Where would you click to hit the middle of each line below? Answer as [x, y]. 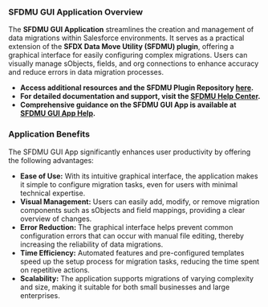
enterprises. [40, 295]
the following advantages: [51, 160]
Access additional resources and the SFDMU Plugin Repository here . [137, 88]
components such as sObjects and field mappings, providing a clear [132, 210]
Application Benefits [49, 134]
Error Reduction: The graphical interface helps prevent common [126, 227]
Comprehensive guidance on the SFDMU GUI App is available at [128, 105]
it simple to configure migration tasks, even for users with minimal [129, 184]
